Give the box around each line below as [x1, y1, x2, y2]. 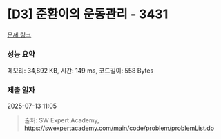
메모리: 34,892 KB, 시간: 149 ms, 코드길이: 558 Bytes [7, 66, 154, 75]
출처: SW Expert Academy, [23, 115, 99, 124]
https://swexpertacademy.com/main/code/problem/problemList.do [23, 124, 215, 132]
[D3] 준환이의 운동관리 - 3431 [7, 6, 169, 22]
